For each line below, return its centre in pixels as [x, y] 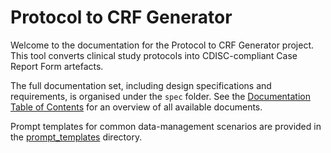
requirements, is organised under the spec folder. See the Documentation [160, 96]
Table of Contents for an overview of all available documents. [136, 107]
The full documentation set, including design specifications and [141, 85]
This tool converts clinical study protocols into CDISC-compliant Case [154, 55]
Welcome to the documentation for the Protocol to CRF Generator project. [162, 45]
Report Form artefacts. [57, 66]
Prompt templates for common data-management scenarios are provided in [166, 126]
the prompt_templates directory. [76, 137]
